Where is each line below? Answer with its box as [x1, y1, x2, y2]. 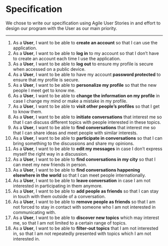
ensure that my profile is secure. [12, 76, 79, 83]
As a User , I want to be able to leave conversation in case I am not [12, 177, 151, 183]
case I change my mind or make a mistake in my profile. [12, 98, 128, 104]
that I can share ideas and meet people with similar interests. [12, 130, 138, 136]
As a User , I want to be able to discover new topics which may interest [12, 215, 159, 221]
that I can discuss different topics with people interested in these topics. [12, 119, 162, 125]
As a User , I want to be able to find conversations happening [12, 167, 140, 173]
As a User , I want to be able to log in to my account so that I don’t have [12, 50, 159, 56]
